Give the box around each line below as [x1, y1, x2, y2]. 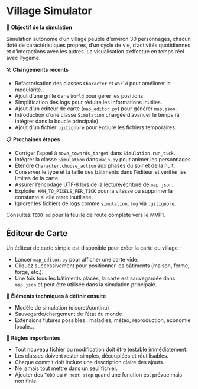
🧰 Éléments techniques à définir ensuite [6, 292, 106, 299]
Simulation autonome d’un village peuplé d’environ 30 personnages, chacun [6, 35, 191, 42]
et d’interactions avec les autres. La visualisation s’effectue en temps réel [6, 47, 184, 55]
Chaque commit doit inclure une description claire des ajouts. [14, 358, 164, 365]
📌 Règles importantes [6, 334, 60, 342]
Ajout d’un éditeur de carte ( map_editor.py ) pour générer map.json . [14, 105, 177, 112]
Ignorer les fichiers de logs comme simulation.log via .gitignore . [14, 200, 176, 207]
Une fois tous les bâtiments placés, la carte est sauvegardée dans [14, 275, 176, 282]
